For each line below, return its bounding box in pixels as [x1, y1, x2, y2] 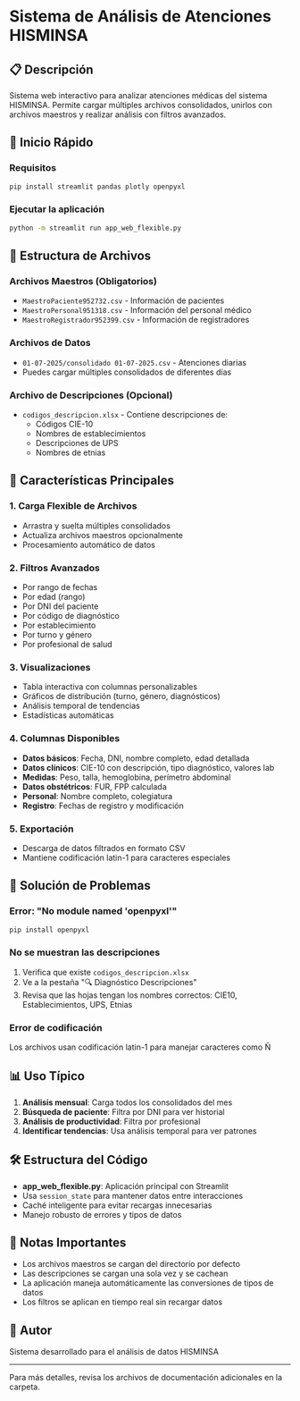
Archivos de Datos [9, 337, 91, 350]
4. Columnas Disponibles [9, 732, 121, 745]
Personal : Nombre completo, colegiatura [21, 790, 173, 801]
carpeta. [9, 1381, 40, 1392]
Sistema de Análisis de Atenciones [9, 6, 272, 27]
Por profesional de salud [21, 639, 113, 649]
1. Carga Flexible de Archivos [9, 500, 137, 512]
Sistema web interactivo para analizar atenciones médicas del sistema [9, 90, 268, 100]
